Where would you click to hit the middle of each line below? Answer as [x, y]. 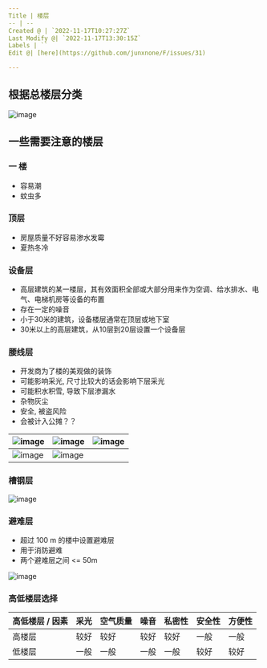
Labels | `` [28, 46]
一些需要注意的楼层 [56, 142]
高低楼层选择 [33, 598]
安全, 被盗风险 [43, 411]
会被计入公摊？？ [48, 422]
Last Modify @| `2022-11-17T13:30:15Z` [75, 38]
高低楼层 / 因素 [40, 621]
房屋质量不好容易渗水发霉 [62, 237]
